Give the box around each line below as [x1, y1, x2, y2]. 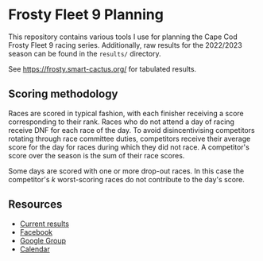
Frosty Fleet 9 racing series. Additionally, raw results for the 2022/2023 [8, 40, 242, 49]
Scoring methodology [8, 88, 118, 101]
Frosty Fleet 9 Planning [8, 6, 164, 24]
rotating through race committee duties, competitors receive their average [8, 134, 251, 143]
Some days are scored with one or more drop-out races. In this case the [8, 166, 245, 176]
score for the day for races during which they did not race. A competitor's [8, 142, 250, 152]
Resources [8, 197, 63, 212]
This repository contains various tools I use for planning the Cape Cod [8, 32, 238, 41]
